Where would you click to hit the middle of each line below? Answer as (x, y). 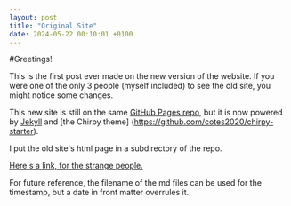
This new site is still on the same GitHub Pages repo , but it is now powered (146, 113)
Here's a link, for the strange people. (77, 166)
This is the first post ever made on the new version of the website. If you (142, 76)
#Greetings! (31, 59)
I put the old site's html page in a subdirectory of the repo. (116, 148)
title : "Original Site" (53, 26)
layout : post (33, 17)
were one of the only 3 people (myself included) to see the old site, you (140, 86)
